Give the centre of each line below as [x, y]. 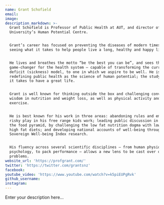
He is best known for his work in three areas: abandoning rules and [82, 116]
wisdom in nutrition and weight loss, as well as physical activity [81, 99]
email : [12, 14]
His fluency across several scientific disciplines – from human [77, 147]
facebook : [15, 170]
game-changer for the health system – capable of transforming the [80, 67]
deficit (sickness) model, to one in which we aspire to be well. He [82, 72]
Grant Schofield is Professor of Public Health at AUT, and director [82, 28]
